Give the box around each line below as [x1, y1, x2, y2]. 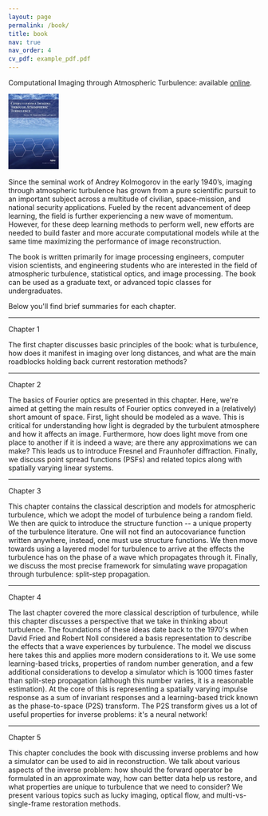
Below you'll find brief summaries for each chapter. [8, 302, 177, 311]
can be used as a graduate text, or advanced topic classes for [8, 278, 212, 287]
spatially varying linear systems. [8, 463, 114, 473]
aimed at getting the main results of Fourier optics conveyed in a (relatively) [8, 404, 257, 414]
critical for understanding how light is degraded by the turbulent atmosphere [8, 421, 260, 430]
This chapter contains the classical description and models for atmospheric [8, 501, 256, 511]
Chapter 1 [8, 324, 40, 335]
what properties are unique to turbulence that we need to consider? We [8, 782, 243, 792]
